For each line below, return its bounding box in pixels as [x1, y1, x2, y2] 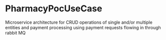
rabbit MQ [5, 30, 26, 36]
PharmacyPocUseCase [5, 3, 102, 14]
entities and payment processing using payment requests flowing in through [5, 24, 162, 30]
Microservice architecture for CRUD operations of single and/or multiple [5, 19, 153, 25]
